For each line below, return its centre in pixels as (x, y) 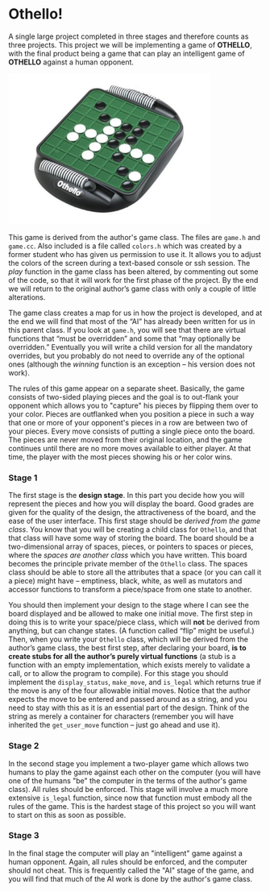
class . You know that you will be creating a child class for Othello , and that (133, 529)
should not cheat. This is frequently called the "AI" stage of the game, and (131, 870)
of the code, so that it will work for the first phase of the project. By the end (133, 280)
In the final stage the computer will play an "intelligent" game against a (126, 853)
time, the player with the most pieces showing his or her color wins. (120, 457)
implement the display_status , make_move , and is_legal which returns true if (135, 682)
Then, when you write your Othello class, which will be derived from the (128, 639)
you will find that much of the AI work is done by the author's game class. (130, 878)
